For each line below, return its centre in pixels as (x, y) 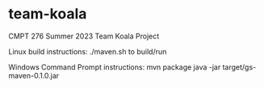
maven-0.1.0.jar (34, 75)
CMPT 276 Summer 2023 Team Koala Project (84, 36)
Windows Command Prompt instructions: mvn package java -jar (115, 67)
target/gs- (239, 67)
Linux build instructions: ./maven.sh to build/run (88, 51)
